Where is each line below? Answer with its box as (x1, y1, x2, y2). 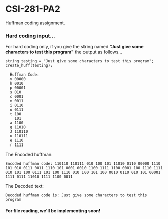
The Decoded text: (5, 183, 44, 189)
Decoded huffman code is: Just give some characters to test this (5, 193, 147, 198)
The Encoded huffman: (5, 152, 53, 158)
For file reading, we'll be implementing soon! (5, 207, 101, 214)
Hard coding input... (5, 32, 55, 39)
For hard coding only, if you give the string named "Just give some (5, 44, 144, 50)
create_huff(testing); (5, 63, 53, 68)
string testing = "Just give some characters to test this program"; (5, 59, 154, 64)
